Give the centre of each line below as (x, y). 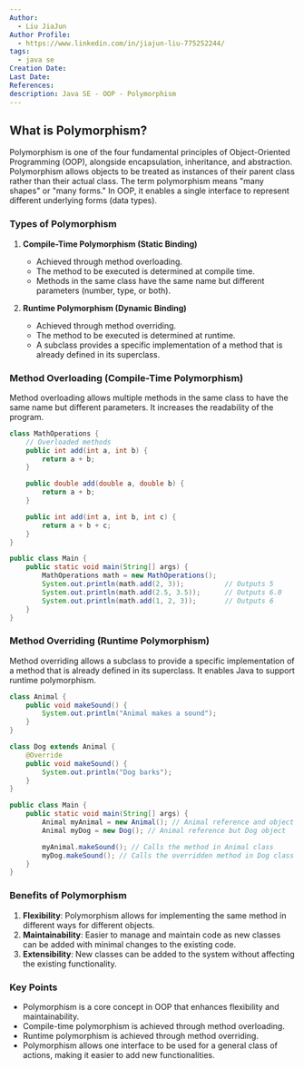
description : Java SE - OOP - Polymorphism (93, 93)
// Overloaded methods (69, 442)
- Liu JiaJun (42, 26)
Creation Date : (38, 69)
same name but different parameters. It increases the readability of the (142, 407)
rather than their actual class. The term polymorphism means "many (137, 181)
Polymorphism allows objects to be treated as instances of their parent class (152, 172)
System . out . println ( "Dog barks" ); (107, 772)
